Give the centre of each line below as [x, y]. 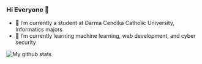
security [26, 43]
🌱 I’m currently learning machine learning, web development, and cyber [105, 36]
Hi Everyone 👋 [28, 10]
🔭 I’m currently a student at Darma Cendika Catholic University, [95, 23]
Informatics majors [39, 29]
